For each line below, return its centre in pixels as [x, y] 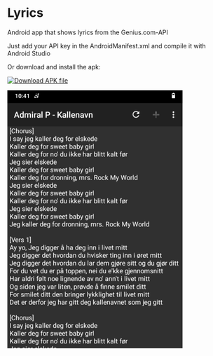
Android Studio [29, 53]
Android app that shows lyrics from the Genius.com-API [88, 32]
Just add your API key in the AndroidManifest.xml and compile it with [107, 46]
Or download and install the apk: [54, 67]
